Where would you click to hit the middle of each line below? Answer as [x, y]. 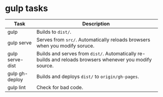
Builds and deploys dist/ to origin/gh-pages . [88, 76]
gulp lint [16, 87]
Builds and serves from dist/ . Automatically [86, 54]
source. [45, 66]
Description [96, 24]
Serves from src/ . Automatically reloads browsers [93, 40]
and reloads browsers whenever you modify [102, 59]
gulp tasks [27, 8]
